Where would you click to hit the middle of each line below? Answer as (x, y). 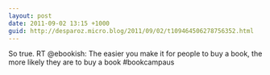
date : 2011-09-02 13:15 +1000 (59, 23)
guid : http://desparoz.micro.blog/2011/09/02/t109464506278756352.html (131, 31)
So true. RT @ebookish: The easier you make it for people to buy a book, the (135, 54)
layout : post (30, 16)
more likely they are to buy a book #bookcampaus (91, 62)
